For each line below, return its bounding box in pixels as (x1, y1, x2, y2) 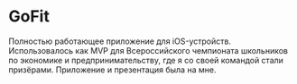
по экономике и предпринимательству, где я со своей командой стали (8, 55, 283, 65)
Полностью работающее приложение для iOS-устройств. (8, 36, 232, 46)
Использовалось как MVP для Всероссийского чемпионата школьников (8, 45, 289, 55)
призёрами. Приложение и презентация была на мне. (8, 64, 217, 75)
